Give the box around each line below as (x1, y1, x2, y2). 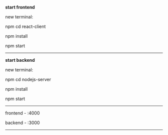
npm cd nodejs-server (5, 77, 51, 82)
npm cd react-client (5, 23, 46, 29)
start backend (5, 57, 35, 63)
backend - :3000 (5, 120, 40, 126)
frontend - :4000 (5, 110, 40, 116)
